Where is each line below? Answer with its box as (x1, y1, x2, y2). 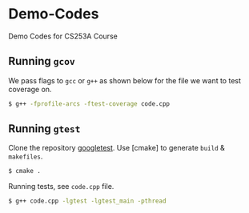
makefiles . (8, 151, 43, 161)
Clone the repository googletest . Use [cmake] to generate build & (8, 143, 226, 153)
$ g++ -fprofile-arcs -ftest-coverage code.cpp (8, 99, 171, 108)
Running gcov (8, 54, 76, 68)
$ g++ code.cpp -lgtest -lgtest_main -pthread (8, 197, 167, 205)
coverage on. (8, 84, 52, 94)
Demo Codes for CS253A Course (8, 31, 118, 41)
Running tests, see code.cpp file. (8, 182, 114, 191)
